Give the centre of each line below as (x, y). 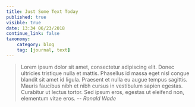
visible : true (24, 22)
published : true (26, 17)
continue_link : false (33, 34)
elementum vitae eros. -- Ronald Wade (68, 98)
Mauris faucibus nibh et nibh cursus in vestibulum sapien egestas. (102, 86)
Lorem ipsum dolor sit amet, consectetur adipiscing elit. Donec (97, 67)
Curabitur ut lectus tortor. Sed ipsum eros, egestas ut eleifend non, (102, 92)
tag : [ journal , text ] (43, 50)
